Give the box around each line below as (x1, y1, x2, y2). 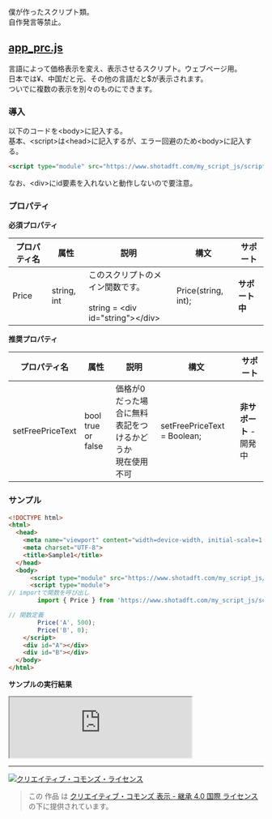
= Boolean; (160, 430, 202, 441)
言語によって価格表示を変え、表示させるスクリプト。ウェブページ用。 (8, 63, 242, 73)
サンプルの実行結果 (8, 680, 73, 689)
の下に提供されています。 (28, 801, 113, 812)
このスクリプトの (88, 270, 154, 281)
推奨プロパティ (8, 335, 58, 344)
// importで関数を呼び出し (8, 589, 90, 597)
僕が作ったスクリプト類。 (8, 7, 94, 16)
